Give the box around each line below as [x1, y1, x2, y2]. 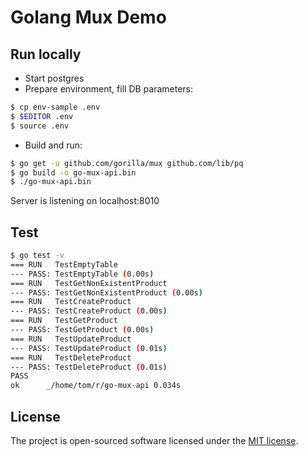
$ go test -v [10, 251, 65, 261]
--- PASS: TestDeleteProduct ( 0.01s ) [10, 362, 168, 372]
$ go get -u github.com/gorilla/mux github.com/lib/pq [10, 158, 244, 168]
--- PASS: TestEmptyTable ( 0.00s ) [10, 269, 155, 279]
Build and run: [24, 139, 83, 151]
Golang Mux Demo [10, 6, 167, 29]
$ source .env [10, 121, 70, 131]
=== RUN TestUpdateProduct [10, 334, 132, 344]
